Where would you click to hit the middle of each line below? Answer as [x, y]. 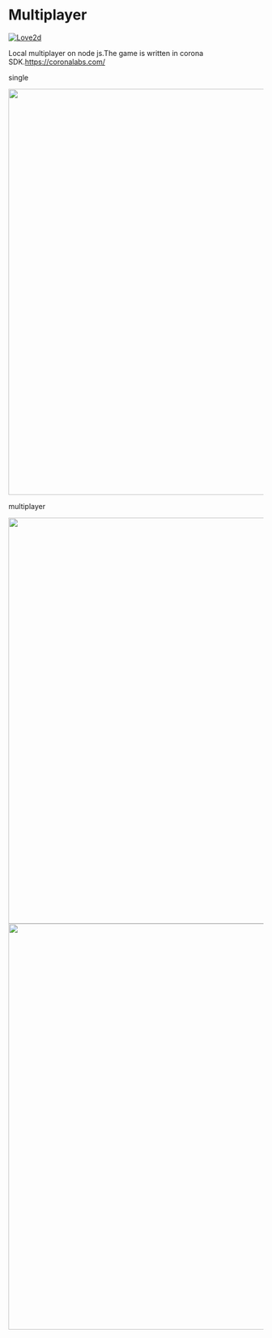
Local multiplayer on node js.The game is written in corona [106, 53]
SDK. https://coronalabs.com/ [57, 62]
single [19, 77]
